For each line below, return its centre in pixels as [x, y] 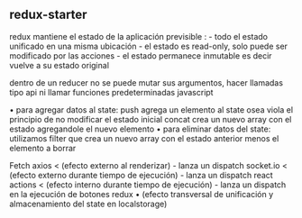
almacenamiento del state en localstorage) [88, 204]
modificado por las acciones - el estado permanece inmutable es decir [141, 55]
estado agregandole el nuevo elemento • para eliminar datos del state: [140, 129]
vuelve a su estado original [59, 65]
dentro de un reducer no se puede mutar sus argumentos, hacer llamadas [146, 82]
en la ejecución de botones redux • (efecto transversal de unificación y [142, 194]
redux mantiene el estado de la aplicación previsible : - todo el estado [139, 36]
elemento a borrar [43, 148]
